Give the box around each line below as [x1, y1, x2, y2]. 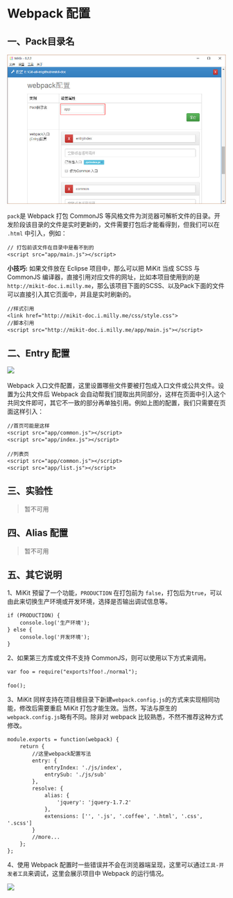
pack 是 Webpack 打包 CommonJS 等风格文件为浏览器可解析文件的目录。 [7, 212, 215, 220]
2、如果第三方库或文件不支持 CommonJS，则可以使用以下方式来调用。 [7, 654, 210, 662]
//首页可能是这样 [7, 423, 50, 430]
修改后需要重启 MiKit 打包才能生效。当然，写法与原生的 [19, 704, 178, 713]
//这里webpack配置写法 [32, 750, 92, 758]
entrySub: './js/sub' [44, 771, 107, 779]
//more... [32, 833, 60, 841]
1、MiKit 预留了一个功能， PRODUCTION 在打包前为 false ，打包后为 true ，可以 [7, 588, 223, 597]
